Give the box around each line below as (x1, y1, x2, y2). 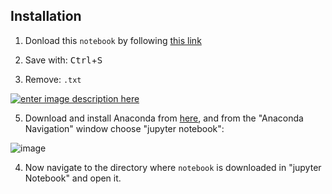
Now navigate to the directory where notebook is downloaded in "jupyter (24, 161, 322, 173)
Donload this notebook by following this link (24, 34, 202, 46)
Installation (10, 8, 82, 25)
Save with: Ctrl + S (24, 54, 103, 66)
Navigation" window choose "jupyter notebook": (24, 122, 225, 134)
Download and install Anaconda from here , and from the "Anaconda (24, 112, 304, 124)
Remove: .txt (24, 73, 82, 85)
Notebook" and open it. (24, 172, 122, 184)
